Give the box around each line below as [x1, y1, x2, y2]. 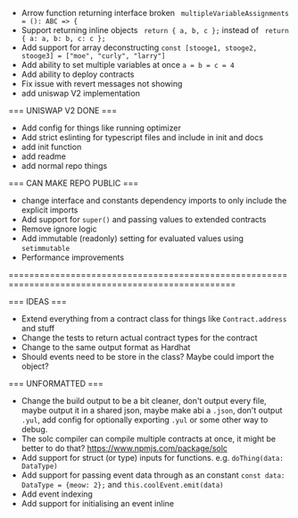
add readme [21, 151, 66, 162]
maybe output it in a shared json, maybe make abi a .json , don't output [21, 405, 283, 415]
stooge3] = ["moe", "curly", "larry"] [21, 52, 166, 61]
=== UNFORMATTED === [8, 379, 104, 388]
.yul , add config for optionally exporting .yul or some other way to [21, 414, 269, 425]
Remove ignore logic [21, 223, 97, 234]
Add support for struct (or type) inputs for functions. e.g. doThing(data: [21, 453, 285, 463]
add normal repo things [21, 161, 108, 171]
